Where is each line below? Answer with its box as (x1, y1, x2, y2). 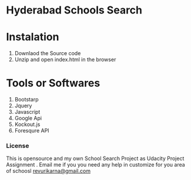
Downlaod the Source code (14, 50, 81, 57)
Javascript (14, 108, 41, 116)
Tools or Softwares (6, 77, 100, 90)
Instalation (6, 30, 59, 44)
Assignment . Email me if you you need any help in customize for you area (6, 161, 185, 168)
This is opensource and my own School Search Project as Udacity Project (6, 155, 185, 162)
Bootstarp (14, 96, 39, 103)
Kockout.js (14, 121, 41, 128)
